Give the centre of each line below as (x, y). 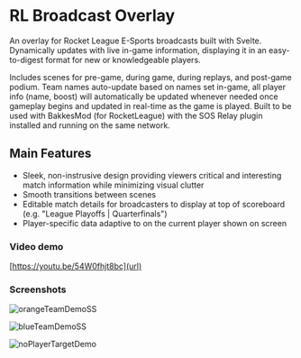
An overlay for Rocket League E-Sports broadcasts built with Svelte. (136, 41)
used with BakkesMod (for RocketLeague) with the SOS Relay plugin (136, 115)
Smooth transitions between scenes (89, 194)
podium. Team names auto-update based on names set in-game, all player (148, 87)
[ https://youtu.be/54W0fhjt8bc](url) (76, 266)
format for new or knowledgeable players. (123, 60)
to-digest (26, 60)
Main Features (50, 154)
